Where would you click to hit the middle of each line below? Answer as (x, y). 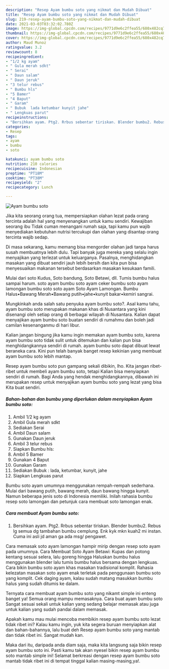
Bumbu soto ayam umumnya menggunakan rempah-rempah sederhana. (80, 485)
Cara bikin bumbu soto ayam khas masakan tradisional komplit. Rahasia (79, 567)
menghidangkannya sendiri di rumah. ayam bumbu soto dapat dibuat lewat (83, 346)
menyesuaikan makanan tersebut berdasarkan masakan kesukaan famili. (81, 268)
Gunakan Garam (30, 465)
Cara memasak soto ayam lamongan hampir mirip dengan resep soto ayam (83, 546)
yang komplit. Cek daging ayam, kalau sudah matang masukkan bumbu (79, 578)
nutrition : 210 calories (32, 164)
